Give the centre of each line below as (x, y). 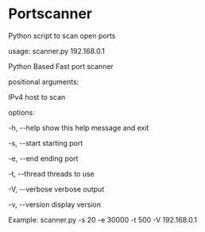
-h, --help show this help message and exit (79, 127)
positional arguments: (44, 82)
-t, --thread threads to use (51, 173)
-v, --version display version (55, 204)
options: (22, 112)
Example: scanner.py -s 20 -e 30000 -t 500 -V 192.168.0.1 (102, 219)
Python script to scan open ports (62, 36)
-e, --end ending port (43, 158)
